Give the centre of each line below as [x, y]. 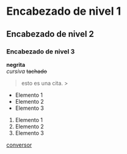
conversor [19, 145]
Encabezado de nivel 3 [41, 52]
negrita [16, 64]
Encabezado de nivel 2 [50, 34]
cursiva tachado [27, 71]
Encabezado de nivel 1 [64, 11]
